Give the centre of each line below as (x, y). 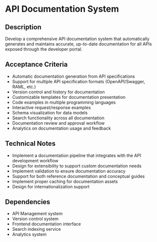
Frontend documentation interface (47, 224)
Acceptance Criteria (36, 65)
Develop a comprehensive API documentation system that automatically (77, 39)
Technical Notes (30, 143)
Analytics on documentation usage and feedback (61, 128)
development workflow (35, 160)
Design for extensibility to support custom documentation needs (77, 166)
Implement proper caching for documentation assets (65, 181)
